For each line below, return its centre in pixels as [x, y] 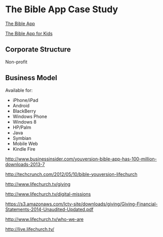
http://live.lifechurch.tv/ [30, 229]
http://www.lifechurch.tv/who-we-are [45, 219]
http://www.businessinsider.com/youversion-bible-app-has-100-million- [81, 159]
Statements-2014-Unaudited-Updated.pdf [49, 209]
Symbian [22, 138]
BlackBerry [24, 111]
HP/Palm [22, 127]
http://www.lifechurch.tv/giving [38, 184]
